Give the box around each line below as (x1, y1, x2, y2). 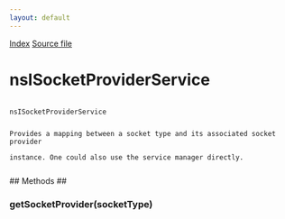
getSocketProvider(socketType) (9, 198, 153, 211)
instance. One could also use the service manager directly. (9, 153, 244, 162)
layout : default (9, 13, 70, 23)
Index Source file (9, 38, 72, 49)
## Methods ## (9, 176, 68, 187)
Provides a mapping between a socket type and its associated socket (9, 130, 277, 139)
